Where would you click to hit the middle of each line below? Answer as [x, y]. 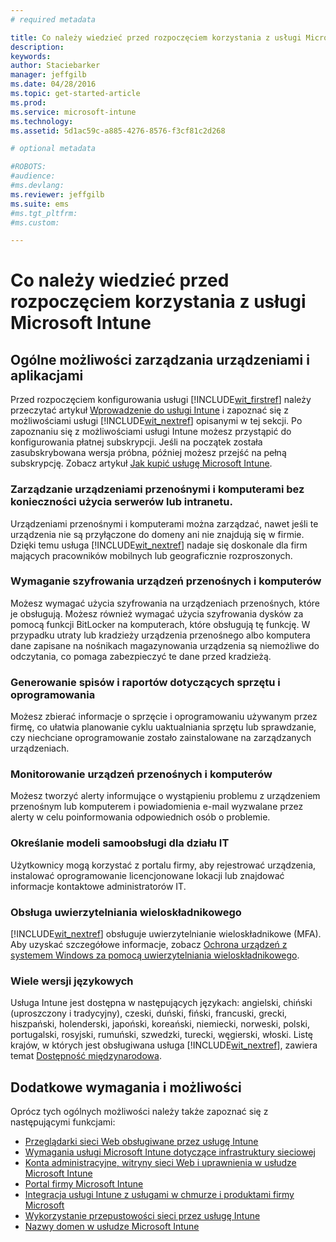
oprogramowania [53, 694]
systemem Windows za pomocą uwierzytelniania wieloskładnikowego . [155, 955]
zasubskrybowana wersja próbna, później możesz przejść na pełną [148, 453]
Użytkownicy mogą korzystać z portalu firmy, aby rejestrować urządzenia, [163, 865]
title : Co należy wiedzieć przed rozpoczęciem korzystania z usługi [156, 37]
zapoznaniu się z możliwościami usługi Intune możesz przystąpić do [151, 432]
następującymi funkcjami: [63, 1122]
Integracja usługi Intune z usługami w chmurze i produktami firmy [159, 1195]
